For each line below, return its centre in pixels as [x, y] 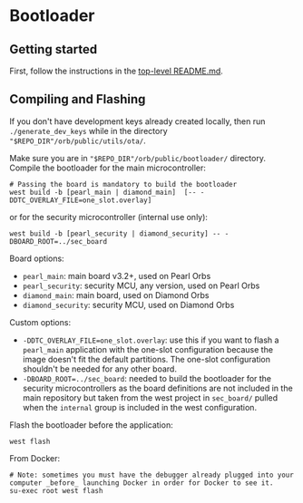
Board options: [37, 258]
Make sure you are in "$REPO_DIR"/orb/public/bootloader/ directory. [137, 158]
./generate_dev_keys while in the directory [88, 131]
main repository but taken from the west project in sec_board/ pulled [150, 397]
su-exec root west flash [56, 490]
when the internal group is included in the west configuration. [139, 407]
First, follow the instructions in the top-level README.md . [117, 71]
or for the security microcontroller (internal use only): [109, 217]
